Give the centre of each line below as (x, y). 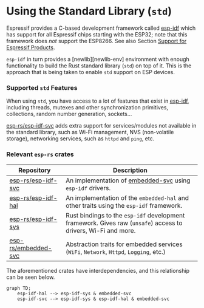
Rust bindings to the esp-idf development (125, 215)
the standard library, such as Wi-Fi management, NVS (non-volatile (90, 132)
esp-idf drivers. (88, 188)
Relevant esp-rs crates (40, 154)
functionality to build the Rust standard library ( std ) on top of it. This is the (99, 66)
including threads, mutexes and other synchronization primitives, (87, 108)
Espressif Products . (31, 47)
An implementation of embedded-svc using (128, 180)
